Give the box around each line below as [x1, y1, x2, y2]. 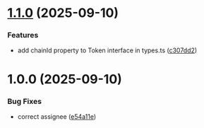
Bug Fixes [7, 96, 42, 106]
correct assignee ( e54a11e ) [17, 112, 97, 121]
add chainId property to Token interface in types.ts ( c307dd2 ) [17, 46, 198, 54]
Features [7, 30, 39, 40]
